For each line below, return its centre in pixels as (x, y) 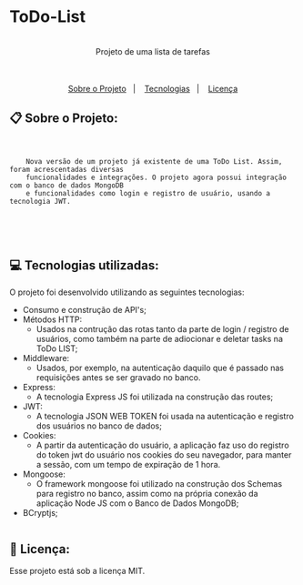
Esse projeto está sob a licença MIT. (77, 571)
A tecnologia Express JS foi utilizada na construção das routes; (155, 397)
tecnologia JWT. (40, 201)
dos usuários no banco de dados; (99, 426)
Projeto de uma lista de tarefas (153, 51)
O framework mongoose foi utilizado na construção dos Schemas (159, 483)
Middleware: (46, 358)
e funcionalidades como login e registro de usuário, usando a (148, 193)
